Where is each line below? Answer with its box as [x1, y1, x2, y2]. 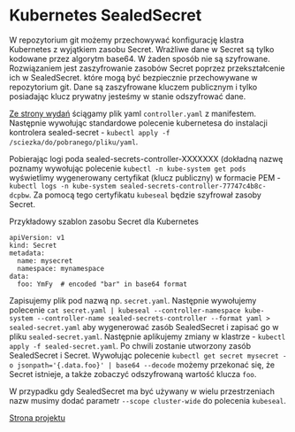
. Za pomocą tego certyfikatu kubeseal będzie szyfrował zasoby [28, 189, 262, 200]
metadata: [9, 249, 46, 258]
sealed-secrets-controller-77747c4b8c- [119, 181, 267, 190]
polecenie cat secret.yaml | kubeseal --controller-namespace [9, 305, 241, 315]
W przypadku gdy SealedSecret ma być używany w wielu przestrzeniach [9, 386, 276, 397]
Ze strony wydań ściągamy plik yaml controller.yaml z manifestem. [9, 108, 257, 119]
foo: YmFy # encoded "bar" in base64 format [17, 280, 188, 289]
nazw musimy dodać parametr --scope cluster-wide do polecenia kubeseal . [9, 395, 287, 405]
